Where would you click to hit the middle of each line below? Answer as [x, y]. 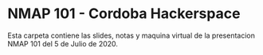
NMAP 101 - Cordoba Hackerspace [124, 14]
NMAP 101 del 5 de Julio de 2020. [63, 43]
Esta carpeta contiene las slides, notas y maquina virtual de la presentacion [131, 35]
